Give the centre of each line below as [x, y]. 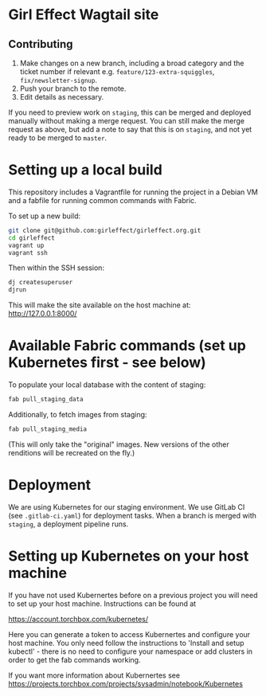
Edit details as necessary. [62, 97]
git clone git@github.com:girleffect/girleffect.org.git [105, 230]
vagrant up [26, 245]
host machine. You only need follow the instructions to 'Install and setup [126, 643]
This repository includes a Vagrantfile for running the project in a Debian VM [133, 192]
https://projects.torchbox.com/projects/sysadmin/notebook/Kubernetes [125, 683]
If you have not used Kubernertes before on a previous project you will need [133, 595]
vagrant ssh [28, 252]
